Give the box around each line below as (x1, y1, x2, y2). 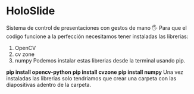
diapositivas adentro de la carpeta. (6, 81, 91, 88)
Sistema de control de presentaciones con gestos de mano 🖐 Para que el (6, 24, 187, 31)
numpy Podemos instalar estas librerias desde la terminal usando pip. (14, 57, 186, 64)
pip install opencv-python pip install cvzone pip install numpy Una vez (6, 68, 183, 76)
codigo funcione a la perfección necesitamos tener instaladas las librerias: (6, 33, 189, 40)
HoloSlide (6, 4, 55, 18)
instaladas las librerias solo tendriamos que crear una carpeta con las (6, 74, 177, 82)
